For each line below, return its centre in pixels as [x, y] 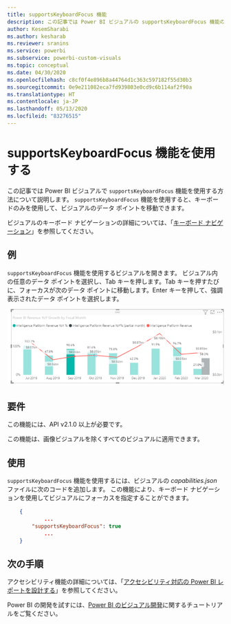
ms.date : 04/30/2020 [37, 72]
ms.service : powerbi [37, 51]
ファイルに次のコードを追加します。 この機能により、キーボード [98, 489]
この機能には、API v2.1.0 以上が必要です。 [67, 424]
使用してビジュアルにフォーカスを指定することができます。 [109, 498]
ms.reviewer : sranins [38, 44]
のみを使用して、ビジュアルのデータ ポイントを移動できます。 [100, 208]
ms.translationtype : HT [41, 94]
